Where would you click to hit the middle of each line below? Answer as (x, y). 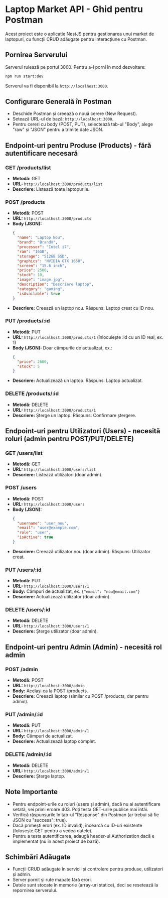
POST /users (21, 488)
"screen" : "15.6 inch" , (42, 266)
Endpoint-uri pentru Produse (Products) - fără (78, 145)
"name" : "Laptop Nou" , (41, 238)
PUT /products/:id (28, 321)
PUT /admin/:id (24, 715)
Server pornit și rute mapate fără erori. (52, 880)
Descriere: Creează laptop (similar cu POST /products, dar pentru (80, 696)
